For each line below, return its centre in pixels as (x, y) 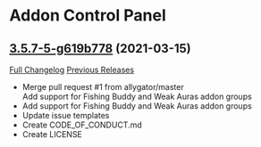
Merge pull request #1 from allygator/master (103, 87)
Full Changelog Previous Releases (72, 69)
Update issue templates (66, 115)
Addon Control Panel (88, 16)
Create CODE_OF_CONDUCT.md (82, 125)
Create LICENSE (52, 134)
